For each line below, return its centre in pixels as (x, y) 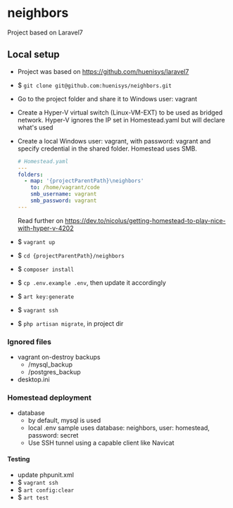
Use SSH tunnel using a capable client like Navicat (101, 443)
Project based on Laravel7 (45, 32)
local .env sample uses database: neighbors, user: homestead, (119, 428)
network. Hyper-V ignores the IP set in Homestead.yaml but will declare (121, 120)
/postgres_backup (54, 372)
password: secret (53, 436)
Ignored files (29, 341)
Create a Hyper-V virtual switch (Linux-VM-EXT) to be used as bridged (120, 112)
